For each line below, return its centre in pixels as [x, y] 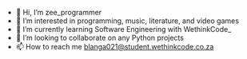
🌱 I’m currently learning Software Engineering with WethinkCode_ [124, 29]
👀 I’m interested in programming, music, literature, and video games [127, 21]
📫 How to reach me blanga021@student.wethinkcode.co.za [115, 47]
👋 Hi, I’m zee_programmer [59, 12]
